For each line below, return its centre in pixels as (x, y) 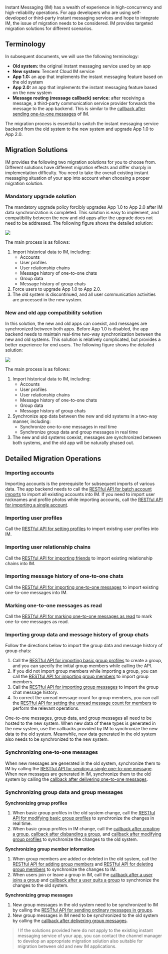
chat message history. (35, 692)
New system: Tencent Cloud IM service (53, 71)
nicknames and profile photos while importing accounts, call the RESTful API (84, 500)
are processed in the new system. (47, 299)
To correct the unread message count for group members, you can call (85, 698)
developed (16, 18)
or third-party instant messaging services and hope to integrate (93, 18)
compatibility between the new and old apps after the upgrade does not (79, 218)
